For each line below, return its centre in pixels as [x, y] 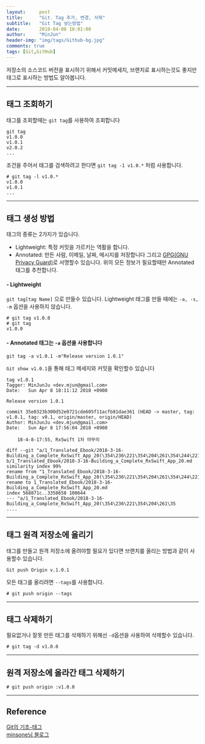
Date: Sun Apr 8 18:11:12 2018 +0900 [57, 390]
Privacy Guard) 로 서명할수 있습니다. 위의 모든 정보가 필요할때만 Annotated [105, 262]
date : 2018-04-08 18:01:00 [49, 29]
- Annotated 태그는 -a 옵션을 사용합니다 [54, 343]
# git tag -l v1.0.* [33, 177]
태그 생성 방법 [31, 218]
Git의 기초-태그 [24, 727]
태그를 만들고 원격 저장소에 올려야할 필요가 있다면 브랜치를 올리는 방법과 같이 [98, 551]
